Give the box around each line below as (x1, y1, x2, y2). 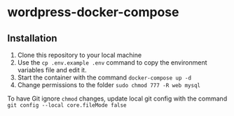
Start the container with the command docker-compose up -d (17, 73, 191, 82)
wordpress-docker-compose (7, 4, 179, 20)
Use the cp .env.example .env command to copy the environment (17, 58, 208, 67)
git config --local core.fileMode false (7, 102, 128, 109)
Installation (7, 32, 57, 44)
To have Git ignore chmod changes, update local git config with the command (7, 94, 228, 103)
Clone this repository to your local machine (17, 51, 142, 59)
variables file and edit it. (17, 66, 87, 74)
